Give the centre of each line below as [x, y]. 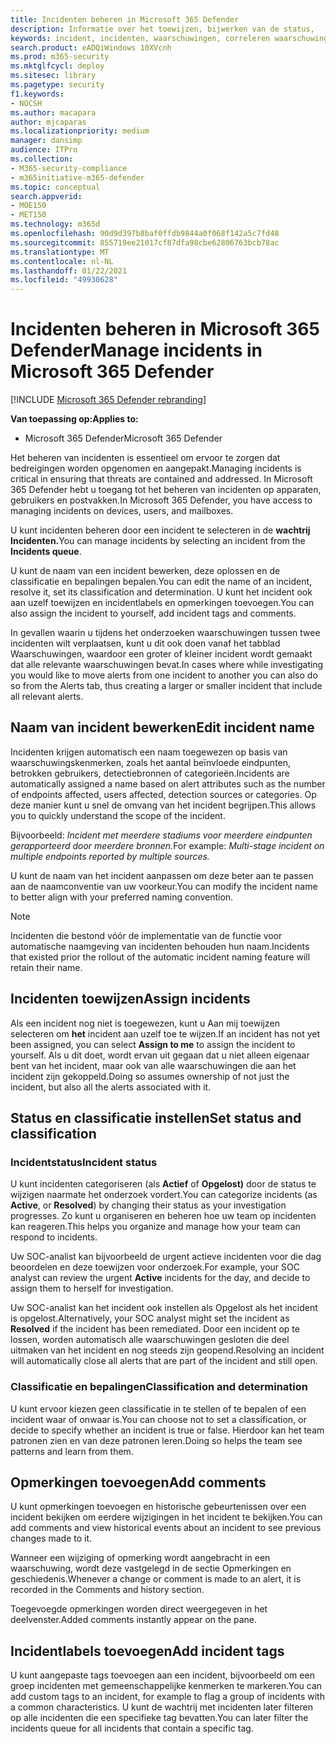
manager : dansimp [46, 141]
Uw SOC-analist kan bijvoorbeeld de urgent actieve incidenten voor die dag [166, 1257]
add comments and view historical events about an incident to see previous [166, 1528]
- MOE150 [28, 206]
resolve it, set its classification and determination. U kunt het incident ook [161, 592]
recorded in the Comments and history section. [107, 1590]
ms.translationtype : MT [60, 252]
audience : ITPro [44, 150]
